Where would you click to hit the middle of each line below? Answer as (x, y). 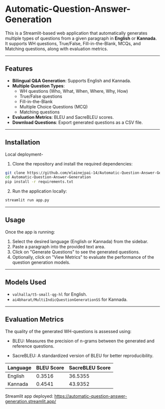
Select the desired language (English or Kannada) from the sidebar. (80, 241)
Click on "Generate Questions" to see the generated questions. (76, 252)
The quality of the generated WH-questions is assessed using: (68, 331)
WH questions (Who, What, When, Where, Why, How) (74, 91)
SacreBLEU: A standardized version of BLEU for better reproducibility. (83, 355)
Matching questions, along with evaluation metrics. (56, 49)
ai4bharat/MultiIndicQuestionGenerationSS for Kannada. (70, 299)
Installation (23, 143)
